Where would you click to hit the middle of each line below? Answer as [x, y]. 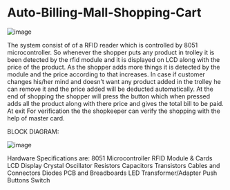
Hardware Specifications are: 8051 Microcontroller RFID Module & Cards [110, 158]
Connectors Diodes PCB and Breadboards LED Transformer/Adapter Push [112, 173]
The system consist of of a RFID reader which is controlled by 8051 [103, 45]
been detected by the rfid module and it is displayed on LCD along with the [114, 59]
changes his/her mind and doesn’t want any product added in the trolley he [114, 81]
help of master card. [36, 118]
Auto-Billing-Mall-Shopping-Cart [104, 13]
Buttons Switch [29, 180]
